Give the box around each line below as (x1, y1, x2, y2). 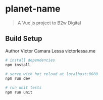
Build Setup (5, 34, 42, 43)
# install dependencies (5, 58, 56, 63)
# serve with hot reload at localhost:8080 (5, 71, 98, 76)
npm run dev (5, 76, 30, 81)
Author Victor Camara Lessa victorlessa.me (5, 47, 96, 54)
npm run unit (5, 90, 33, 95)
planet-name (5, 3, 61, 15)
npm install (5, 62, 30, 67)
